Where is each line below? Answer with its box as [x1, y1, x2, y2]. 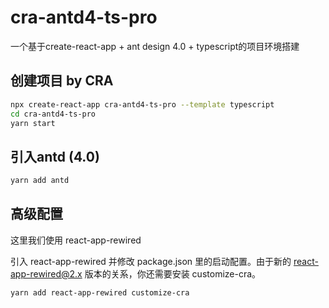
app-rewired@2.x [10, 267, 83, 280]
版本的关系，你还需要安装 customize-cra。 [84, 267, 262, 280]
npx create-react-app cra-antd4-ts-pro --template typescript [10, 99, 275, 110]
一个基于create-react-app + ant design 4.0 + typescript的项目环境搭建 [10, 40, 300, 52]
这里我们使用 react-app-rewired [10, 234, 142, 246]
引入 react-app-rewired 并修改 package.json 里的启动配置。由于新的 [10, 255, 292, 267]
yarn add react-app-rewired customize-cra [10, 287, 190, 298]
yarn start [10, 118, 56, 128]
